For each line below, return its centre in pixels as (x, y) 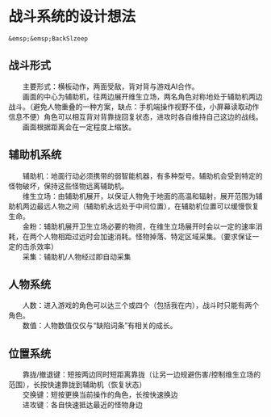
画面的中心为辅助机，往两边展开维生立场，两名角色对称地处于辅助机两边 (143, 96)
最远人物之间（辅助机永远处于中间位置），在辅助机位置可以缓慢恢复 (148, 206)
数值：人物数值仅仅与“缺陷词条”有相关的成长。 (100, 326)
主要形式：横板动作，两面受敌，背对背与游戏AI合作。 (111, 86)
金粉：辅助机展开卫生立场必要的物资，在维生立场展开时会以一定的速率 (139, 226)
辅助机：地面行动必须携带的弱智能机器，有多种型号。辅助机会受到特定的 (143, 175)
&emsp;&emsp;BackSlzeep (48, 38)
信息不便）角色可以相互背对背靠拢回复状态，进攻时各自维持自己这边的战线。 (135, 116)
